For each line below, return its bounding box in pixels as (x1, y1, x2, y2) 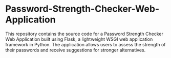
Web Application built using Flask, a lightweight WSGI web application (5, 36, 153, 42)
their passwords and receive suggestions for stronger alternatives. (5, 47, 146, 53)
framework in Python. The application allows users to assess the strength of (5, 41, 166, 47)
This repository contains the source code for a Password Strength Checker (5, 31, 164, 37)
